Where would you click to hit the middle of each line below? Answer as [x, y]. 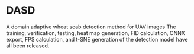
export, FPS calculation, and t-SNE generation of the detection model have [97, 39]
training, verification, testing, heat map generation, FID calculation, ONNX [96, 33]
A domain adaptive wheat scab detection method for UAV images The [91, 27]
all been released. [28, 46]
